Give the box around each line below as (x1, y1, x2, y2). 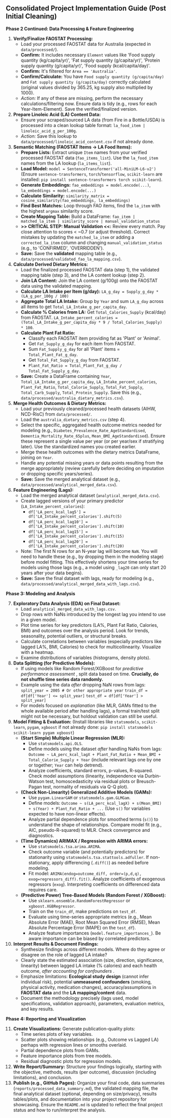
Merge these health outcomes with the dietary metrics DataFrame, (20, 449, 160, 455)
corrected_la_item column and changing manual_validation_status (20, 239, 162, 245)
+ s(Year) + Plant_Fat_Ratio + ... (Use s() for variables (28, 805, 151, 811)
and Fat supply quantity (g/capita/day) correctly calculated (20, 79, 151, 85)
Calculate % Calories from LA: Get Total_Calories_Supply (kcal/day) (20, 309, 166, 315)
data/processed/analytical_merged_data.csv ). (20, 481, 118, 488)
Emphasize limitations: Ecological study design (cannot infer (20, 973, 149, 979)
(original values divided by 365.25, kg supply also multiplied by (20, 84, 153, 90)
